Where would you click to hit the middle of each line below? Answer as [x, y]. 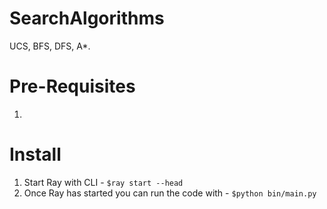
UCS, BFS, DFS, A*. [50, 46]
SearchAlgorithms [87, 18]
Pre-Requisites [72, 86]
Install [35, 154]
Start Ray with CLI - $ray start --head [103, 182]
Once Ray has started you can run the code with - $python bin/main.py [170, 193]
